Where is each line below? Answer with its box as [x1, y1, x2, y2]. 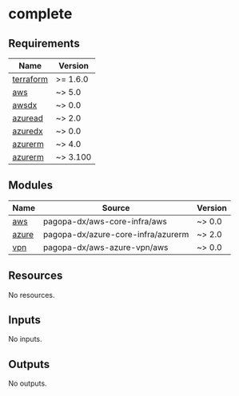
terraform [12, 73, 49, 85]
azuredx [12, 125, 43, 137]
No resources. [8, 290, 55, 299]
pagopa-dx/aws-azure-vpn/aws [42, 241, 169, 252]
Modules [8, 179, 54, 192]
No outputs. [8, 378, 47, 388]
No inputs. [8, 335, 42, 344]
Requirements [8, 37, 80, 50]
